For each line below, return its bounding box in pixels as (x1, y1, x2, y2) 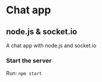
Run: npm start (6, 70, 42, 77)
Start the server (6, 56, 52, 65)
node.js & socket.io (6, 27, 78, 37)
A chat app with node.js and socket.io (6, 42, 97, 49)
